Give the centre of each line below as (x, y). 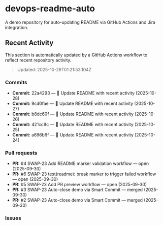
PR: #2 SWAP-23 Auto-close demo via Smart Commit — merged (77, 200)
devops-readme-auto (50, 9)
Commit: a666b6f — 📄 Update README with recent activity (73, 135)
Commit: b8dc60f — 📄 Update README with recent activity (73, 114)
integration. (17, 27)
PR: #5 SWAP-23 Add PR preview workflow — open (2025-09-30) (79, 185)
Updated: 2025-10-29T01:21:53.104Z (54, 69)
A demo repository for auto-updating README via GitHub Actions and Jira (80, 22)
